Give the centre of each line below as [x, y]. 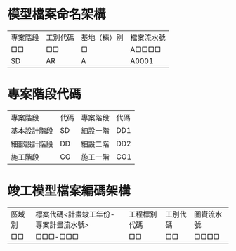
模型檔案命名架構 [57, 14]
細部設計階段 [32, 143]
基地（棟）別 [103, 37]
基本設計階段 [32, 131]
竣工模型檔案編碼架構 [69, 191]
